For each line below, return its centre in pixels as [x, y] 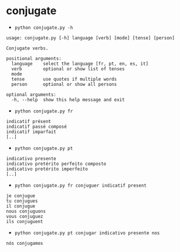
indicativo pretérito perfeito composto [56, 164]
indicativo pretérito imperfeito [47, 169]
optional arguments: [31, 94]
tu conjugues [22, 201]
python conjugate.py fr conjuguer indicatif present [81, 185]
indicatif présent [29, 121]
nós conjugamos [25, 243]
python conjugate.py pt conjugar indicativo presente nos [87, 233]
